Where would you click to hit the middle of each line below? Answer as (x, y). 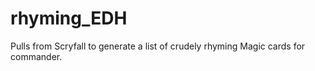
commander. (36, 56)
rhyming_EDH (69, 18)
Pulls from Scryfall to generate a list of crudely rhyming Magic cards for (158, 46)
